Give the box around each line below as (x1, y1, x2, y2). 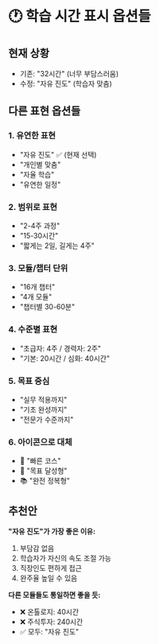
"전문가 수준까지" (19, 414, 74, 424)
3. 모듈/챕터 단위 (8, 262, 68, 274)
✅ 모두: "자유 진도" (19, 627, 79, 636)
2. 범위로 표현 (8, 201, 58, 212)
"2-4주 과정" (19, 220, 60, 231)
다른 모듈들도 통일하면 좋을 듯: (8, 590, 101, 599)
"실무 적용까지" (19, 394, 68, 404)
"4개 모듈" (19, 292, 52, 302)
